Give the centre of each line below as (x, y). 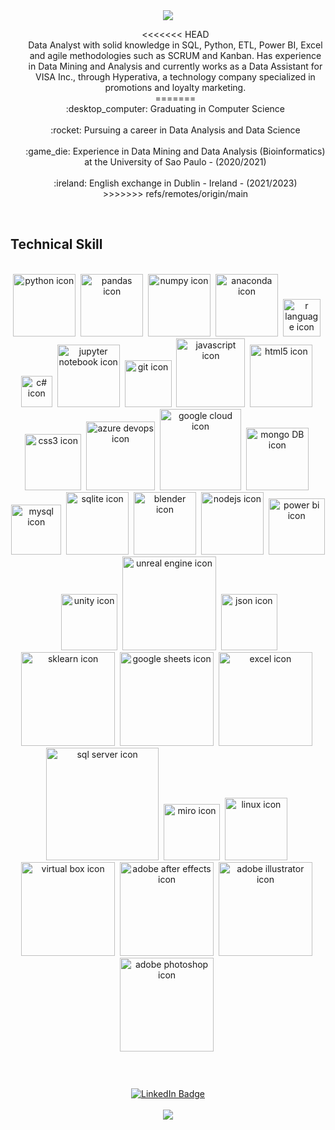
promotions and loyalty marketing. (175, 87)
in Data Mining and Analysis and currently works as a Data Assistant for (175, 66)
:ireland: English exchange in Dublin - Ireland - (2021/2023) (175, 183)
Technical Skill (56, 244)
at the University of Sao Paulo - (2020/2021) (175, 162)
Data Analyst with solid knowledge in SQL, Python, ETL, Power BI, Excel (175, 45)
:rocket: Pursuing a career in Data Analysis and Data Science (175, 130)
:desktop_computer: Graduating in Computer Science (175, 108)
